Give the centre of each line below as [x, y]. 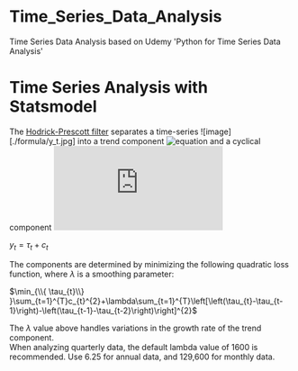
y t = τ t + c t [29, 245]
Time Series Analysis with [109, 88]
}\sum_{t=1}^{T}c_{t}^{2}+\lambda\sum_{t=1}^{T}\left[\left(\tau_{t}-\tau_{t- [146, 301]
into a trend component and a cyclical [169, 140]
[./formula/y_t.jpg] [43, 140]
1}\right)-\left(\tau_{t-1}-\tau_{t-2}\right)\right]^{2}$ [104, 310]
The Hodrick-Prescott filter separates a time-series [104, 131]
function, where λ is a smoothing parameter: [92, 274]
